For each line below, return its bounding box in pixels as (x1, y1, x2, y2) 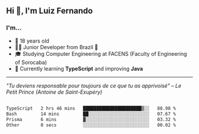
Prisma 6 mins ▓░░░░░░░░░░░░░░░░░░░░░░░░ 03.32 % (6, 116, 176, 122)
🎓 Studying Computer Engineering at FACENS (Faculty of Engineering (14, 50, 188, 57)
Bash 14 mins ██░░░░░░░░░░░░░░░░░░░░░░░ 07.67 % (6, 111, 176, 117)
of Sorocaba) (14, 59, 47, 66)
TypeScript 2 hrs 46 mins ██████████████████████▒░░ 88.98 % (6, 106, 176, 111)
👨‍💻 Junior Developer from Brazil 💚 (14, 43, 98, 50)
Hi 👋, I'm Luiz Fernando (6, 6, 93, 16)
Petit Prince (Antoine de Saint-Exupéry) (6, 88, 102, 95)
